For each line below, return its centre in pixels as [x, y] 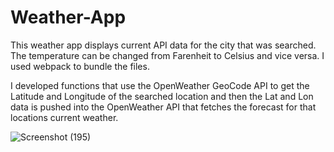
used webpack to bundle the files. [80, 66]
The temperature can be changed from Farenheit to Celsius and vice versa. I [167, 55]
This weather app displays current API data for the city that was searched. [163, 45]
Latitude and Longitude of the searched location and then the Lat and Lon [162, 96]
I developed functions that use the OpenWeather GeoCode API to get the [160, 85]
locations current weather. [64, 117]
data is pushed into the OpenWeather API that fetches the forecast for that [163, 107]
